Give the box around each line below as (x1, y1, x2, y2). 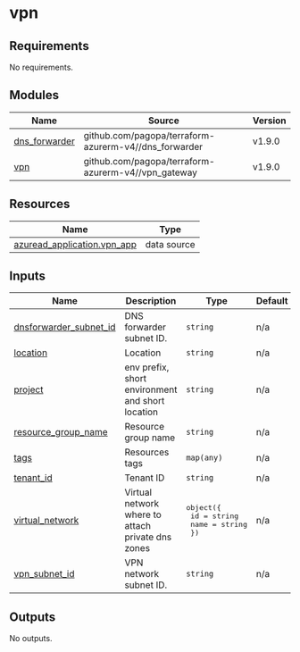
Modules (9, 88, 60, 103)
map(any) (186, 453, 223, 463)
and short (124, 395, 165, 407)
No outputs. (9, 633, 53, 644)
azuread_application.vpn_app (13, 238, 137, 250)
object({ (186, 503, 221, 513)
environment (124, 383, 178, 396)
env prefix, (124, 361, 170, 373)
